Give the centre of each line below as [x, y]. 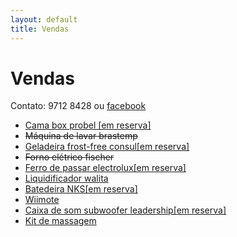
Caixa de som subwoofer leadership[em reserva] [125, 210]
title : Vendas [40, 29]
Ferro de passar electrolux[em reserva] [105, 168]
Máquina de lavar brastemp [81, 136]
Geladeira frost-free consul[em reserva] [107, 147]
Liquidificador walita [66, 178]
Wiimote [42, 200]
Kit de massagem [60, 221]
